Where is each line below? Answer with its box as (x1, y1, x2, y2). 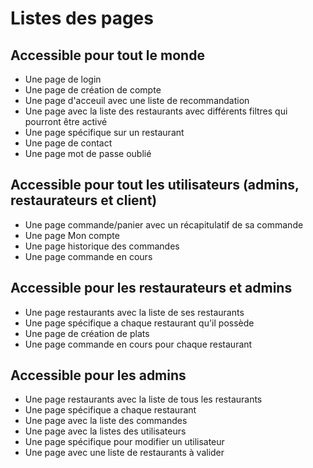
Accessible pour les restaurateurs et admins (10, 280, 293, 297)
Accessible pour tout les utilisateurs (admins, (10, 177, 300, 194)
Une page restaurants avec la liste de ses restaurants (24, 306, 245, 318)
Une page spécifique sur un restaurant (24, 127, 185, 138)
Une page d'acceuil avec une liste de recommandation (24, 95, 250, 106)
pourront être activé (24, 116, 108, 127)
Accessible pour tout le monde (10, 47, 205, 64)
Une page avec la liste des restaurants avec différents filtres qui (24, 105, 288, 117)
